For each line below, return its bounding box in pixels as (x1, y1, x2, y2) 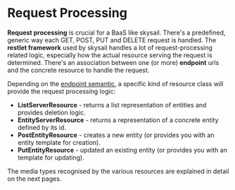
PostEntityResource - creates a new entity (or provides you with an (17, 131, 215, 139)
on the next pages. (7, 174, 62, 183)
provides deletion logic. (17, 108, 86, 117)
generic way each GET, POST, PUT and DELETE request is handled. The (7, 35, 217, 44)
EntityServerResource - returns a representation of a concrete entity (17, 115, 220, 124)
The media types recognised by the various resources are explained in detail (7, 167, 229, 175)
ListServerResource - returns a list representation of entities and (17, 100, 207, 109)
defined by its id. (17, 123, 67, 131)
